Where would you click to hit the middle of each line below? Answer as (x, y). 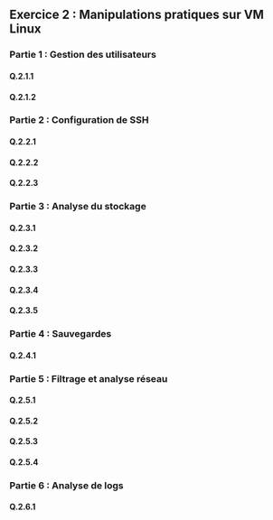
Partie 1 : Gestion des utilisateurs (83, 55)
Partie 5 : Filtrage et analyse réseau (89, 378)
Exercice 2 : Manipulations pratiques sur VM (137, 15)
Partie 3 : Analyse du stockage (78, 207)
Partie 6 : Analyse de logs (66, 485)
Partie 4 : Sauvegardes (61, 334)
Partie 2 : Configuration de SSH (79, 120)
